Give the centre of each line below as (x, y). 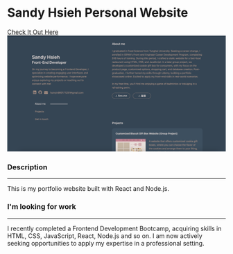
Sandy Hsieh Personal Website (98, 13)
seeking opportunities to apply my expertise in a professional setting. (106, 243)
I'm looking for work (42, 207)
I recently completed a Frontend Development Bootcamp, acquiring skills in (114, 228)
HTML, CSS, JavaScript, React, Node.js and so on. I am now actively (105, 236)
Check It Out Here (33, 32)
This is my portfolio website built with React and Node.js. (88, 189)
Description (27, 167)
